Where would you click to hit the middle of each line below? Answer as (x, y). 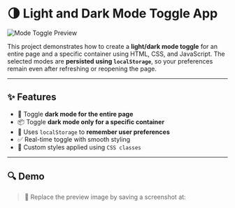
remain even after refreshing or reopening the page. (82, 68)
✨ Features (32, 97)
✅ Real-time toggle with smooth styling (74, 139)
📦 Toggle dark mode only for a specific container (91, 121)
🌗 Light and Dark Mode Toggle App (113, 14)
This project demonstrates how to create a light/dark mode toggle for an (113, 46)
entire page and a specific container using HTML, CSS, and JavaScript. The (116, 54)
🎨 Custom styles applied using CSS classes (79, 147)
